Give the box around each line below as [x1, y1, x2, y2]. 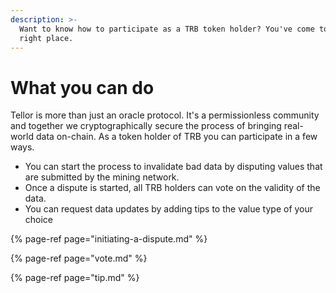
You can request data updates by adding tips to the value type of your [24, 203, 314, 215]
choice [24, 214, 54, 226]
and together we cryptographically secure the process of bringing [10, 120, 282, 132]
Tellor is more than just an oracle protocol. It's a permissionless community [10, 109, 320, 121]
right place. [19, 33, 74, 43]
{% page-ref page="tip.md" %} [10, 272, 140, 284]
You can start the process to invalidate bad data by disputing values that [24, 161, 323, 173]
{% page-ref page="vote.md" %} [10, 252, 148, 265]
